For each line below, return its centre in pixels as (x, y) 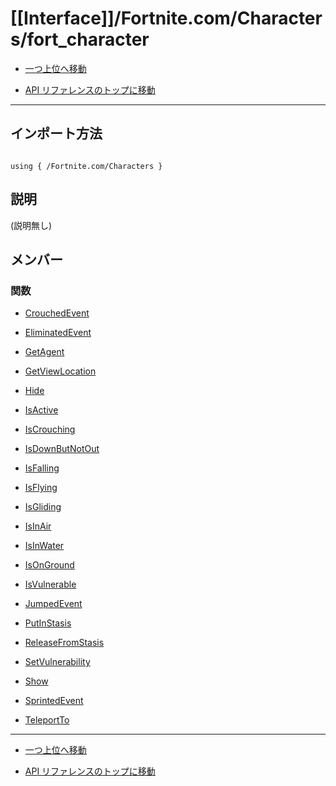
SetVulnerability (57, 662)
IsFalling (42, 468)
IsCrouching (50, 429)
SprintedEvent (54, 701)
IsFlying (41, 488)
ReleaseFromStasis (64, 643)
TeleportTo (47, 720)
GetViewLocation (60, 371)
